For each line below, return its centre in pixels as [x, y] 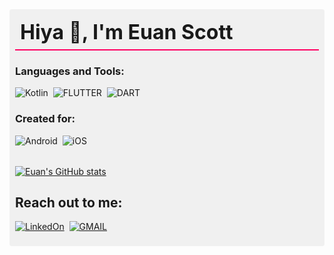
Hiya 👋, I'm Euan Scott [127, 32]
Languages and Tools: [70, 71]
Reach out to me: [69, 202]
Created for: [45, 119]
